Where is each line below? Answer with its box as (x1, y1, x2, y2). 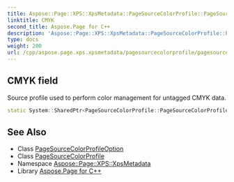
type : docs (7, 36, 39, 43)
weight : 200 (7, 43, 42, 50)
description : (7, 29, 45, 37)
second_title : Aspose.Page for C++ (7, 23, 111, 30)
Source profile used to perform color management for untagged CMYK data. (7, 93, 226, 102)
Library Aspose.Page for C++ (17, 167, 102, 175)
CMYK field (7, 75, 58, 87)
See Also (7, 126, 47, 138)
